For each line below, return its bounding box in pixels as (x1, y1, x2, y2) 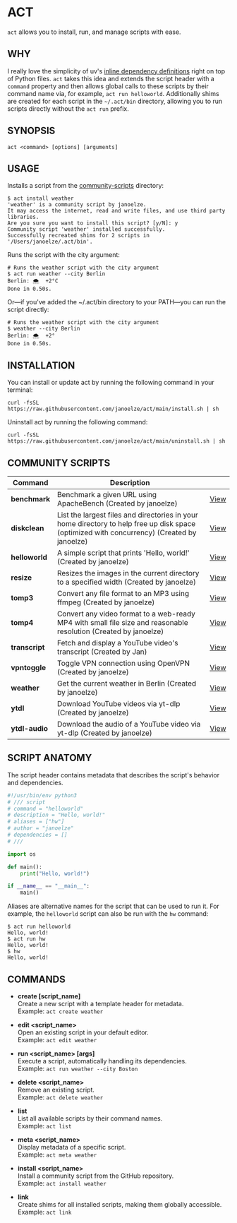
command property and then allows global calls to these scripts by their (7, 82, 209, 90)
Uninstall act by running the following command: (7, 418, 148, 426)
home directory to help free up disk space (56, 519, 196, 528)
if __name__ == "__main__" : (7, 883, 90, 890)
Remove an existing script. (17, 1085, 95, 1094)
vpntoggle (11, 663, 47, 672)
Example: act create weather (17, 1007, 104, 1015)
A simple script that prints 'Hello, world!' (56, 548, 190, 558)
